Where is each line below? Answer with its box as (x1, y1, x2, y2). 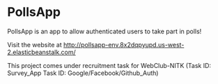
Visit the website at (7, 40, 63, 49)
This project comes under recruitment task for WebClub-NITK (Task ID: (7, 61, 211, 69)
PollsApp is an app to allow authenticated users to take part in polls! (7, 27, 202, 35)
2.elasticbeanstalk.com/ (7, 48, 77, 56)
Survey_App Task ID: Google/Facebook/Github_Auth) (7, 69, 159, 77)
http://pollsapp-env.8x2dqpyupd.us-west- (63, 40, 185, 49)
